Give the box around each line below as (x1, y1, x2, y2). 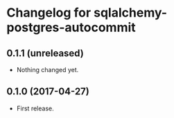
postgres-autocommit (6, 19, 136, 35)
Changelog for (6, 5, 92, 21)
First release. (16, 104, 54, 112)
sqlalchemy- (94, 5, 168, 21)
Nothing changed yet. (16, 66, 79, 74)
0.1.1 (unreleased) (6, 47, 84, 59)
